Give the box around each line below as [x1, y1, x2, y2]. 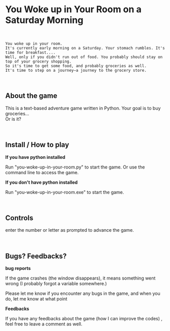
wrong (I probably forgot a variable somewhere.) [5, 281, 107, 287]
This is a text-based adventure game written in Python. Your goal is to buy [5, 105, 161, 111]
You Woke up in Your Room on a [5, 4, 141, 15]
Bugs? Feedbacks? [5, 252, 67, 260]
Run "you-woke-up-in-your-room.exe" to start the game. [5, 189, 124, 195]
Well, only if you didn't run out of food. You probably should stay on [5, 54, 163, 60]
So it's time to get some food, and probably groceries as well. [5, 63, 147, 68]
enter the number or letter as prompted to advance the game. [5, 227, 134, 233]
